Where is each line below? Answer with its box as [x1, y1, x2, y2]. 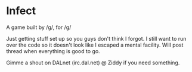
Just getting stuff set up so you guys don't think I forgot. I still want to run [6, 35, 187, 42]
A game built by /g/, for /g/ [6, 24, 72, 31]
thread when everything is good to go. [6, 47, 100, 54]
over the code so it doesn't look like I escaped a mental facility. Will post [6, 41, 184, 48]
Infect [6, 4, 36, 18]
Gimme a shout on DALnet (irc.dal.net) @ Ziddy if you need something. [6, 59, 180, 66]
